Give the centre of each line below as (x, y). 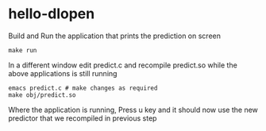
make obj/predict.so (42, 95)
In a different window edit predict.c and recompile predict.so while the (123, 65)
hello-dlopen (52, 14)
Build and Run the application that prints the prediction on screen (114, 36)
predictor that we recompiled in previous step (83, 118)
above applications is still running (63, 73)
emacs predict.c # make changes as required (83, 88)
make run (23, 50)
